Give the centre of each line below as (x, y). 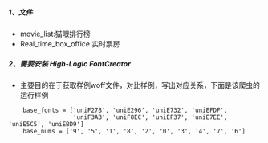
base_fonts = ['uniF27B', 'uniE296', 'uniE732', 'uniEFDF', (125, 110)
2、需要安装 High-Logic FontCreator (69, 63)
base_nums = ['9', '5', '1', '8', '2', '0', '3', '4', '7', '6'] (134, 131)
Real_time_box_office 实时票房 (70, 43)
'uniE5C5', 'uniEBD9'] (46, 124)
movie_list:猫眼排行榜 (55, 34)
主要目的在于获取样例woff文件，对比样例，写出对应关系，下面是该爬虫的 (140, 85)
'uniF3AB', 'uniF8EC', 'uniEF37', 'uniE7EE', (150, 117)
